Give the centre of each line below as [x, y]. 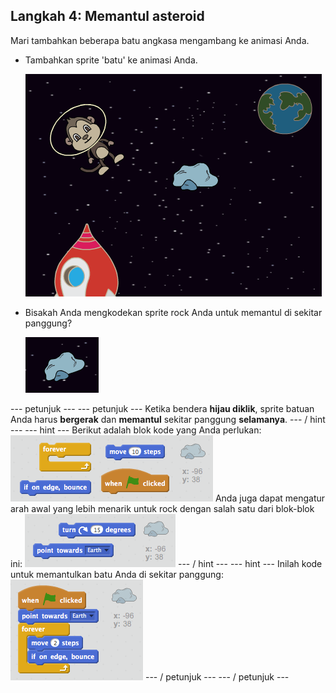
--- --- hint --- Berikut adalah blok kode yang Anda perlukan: [136, 430]
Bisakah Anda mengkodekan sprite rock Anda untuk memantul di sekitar [173, 312]
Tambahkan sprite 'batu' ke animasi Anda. [111, 60]
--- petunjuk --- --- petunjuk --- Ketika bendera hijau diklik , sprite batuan [162, 408]
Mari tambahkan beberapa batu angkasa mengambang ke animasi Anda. [160, 40]
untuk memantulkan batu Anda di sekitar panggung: [117, 574]
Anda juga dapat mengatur [270, 498]
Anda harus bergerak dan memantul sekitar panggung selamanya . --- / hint [168, 419]
